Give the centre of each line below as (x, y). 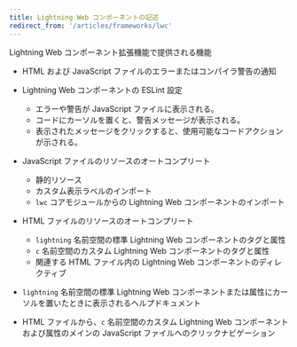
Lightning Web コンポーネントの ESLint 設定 (102, 90)
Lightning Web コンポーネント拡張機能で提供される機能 (110, 52)
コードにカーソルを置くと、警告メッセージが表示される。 (140, 120)
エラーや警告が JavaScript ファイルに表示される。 (127, 108)
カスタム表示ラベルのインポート (94, 191)
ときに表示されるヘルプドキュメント (135, 303)
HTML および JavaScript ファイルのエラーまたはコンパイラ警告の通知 (149, 71)
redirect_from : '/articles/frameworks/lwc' (91, 26)
